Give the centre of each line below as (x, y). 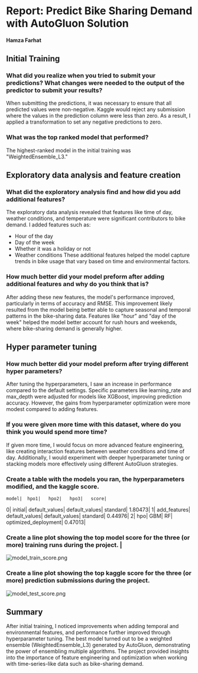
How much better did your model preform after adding (85, 277)
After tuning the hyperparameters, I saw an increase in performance (89, 384)
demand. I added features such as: (48, 225)
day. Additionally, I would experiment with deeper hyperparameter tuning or (98, 457)
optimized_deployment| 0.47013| (46, 522)
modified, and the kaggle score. (53, 486)
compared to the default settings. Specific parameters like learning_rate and (99, 390)
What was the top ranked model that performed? (77, 137)
